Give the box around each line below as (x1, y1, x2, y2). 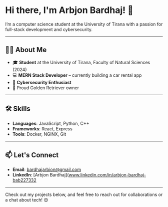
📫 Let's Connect (5, 150, 59, 159)
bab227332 (12, 177, 36, 183)
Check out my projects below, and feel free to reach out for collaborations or (5, 191, 163, 197)
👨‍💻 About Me (5, 46, 47, 54)
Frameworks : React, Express (12, 125, 72, 132)
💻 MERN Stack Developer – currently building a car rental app (12, 72, 142, 78)
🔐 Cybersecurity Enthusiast (12, 79, 71, 85)
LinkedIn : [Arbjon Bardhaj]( (12, 172, 69, 178)
